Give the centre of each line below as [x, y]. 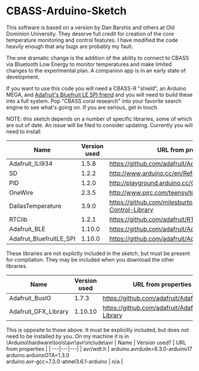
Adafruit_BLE [27, 229]
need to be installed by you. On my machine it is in [68, 336]
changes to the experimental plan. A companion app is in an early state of [96, 70]
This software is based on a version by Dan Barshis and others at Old [90, 27]
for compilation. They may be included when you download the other [90, 259]
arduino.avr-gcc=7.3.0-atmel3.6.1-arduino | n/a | [65, 361]
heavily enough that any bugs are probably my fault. [70, 46]
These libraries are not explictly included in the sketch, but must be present [98, 253]
